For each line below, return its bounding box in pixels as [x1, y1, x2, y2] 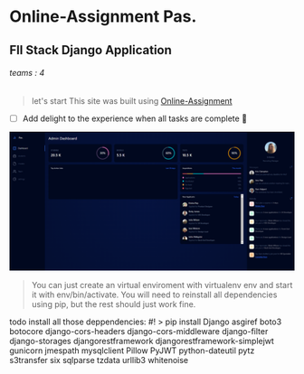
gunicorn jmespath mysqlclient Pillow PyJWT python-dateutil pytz [9, 345, 255, 356]
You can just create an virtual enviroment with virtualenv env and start [31, 279, 293, 290]
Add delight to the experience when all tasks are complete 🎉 [22, 113, 247, 124]
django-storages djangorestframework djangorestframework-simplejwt [9, 335, 274, 346]
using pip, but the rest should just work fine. [31, 298, 196, 309]
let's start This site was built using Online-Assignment [31, 95, 233, 106]
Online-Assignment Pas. [9, 6, 197, 27]
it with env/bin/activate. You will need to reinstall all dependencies [31, 289, 278, 300]
